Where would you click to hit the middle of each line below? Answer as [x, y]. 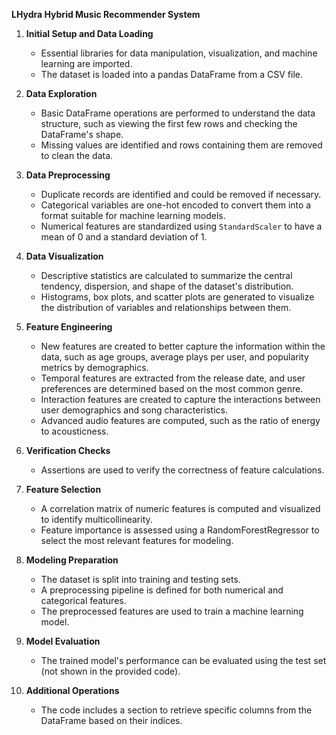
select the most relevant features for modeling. [137, 540]
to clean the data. [77, 155]
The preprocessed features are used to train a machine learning [172, 611]
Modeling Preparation [72, 560]
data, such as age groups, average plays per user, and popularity [174, 357]
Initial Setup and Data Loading [89, 33]
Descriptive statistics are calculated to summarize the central [166, 275]
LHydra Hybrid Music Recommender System [106, 14]
